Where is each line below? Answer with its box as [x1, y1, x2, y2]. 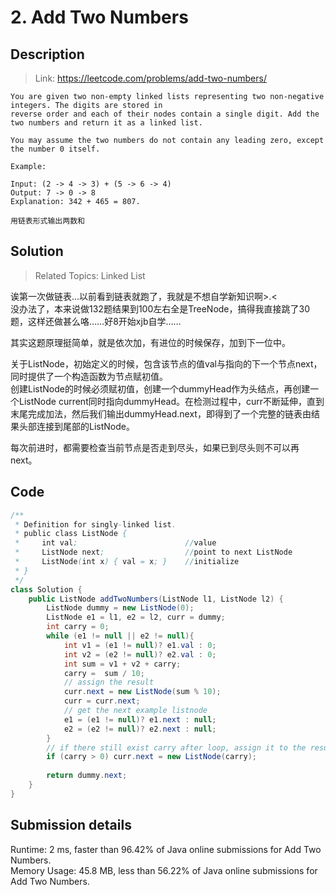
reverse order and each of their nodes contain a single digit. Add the [10, 109, 320, 119]
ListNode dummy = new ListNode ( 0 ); [46, 603, 195, 613]
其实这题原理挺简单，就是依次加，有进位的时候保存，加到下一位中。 [10, 336, 291, 348]
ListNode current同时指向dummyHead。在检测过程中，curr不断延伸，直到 [18, 395, 325, 407]
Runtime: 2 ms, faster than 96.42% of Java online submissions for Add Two [10, 843, 322, 855]
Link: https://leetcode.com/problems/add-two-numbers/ [34, 72, 267, 84]
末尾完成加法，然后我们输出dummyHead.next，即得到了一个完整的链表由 [10, 407, 312, 420]
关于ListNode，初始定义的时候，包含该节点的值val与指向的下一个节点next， [10, 357, 323, 370]
